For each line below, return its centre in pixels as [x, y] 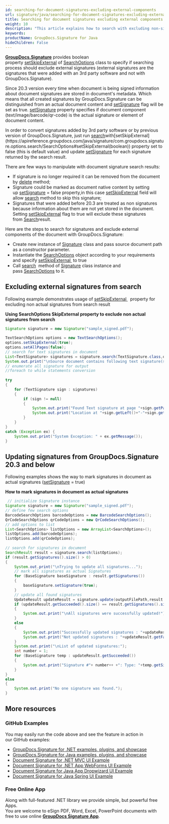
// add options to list [30, 525]
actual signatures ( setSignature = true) [45, 482]
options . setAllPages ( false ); [36, 347]
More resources [31, 709]
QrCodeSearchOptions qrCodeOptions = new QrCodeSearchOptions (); [75, 520]
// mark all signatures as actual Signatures [63, 572]
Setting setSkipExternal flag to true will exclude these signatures [79, 214]
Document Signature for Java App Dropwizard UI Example [73, 771]
